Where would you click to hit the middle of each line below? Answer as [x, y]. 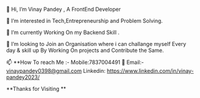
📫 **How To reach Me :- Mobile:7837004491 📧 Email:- [75, 62]
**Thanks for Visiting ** [36, 89]
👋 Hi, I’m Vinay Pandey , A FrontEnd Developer [64, 9]
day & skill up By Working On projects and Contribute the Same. [85, 50]
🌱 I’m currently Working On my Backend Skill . [63, 32]
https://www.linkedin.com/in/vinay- [150, 71]
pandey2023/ [23, 77]
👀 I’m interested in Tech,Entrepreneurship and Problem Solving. [85, 21]
